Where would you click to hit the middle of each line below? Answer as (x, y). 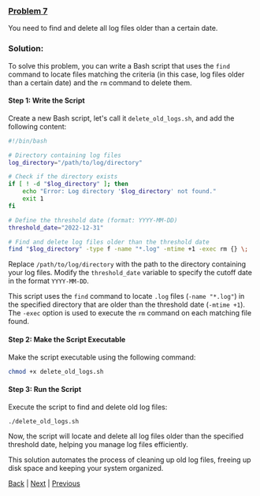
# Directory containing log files (65, 155)
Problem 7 (28, 11)
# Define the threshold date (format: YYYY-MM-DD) (93, 220)
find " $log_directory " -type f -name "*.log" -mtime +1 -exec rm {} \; (128, 249)
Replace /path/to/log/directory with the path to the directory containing (127, 264)
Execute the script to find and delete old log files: (88, 407)
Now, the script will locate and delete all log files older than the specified (126, 436)
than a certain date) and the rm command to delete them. (100, 82)
